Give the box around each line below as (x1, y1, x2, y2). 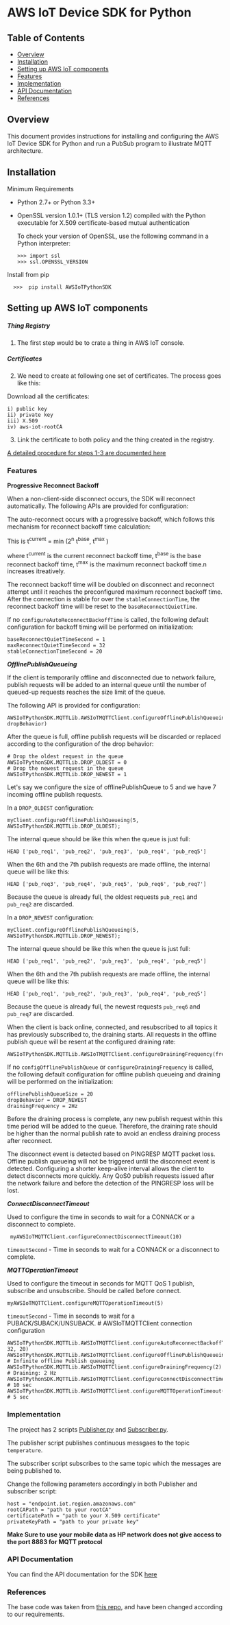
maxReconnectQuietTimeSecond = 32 (7, 642, 106, 649)
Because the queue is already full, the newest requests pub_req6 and (7, 1002, 201, 1011)
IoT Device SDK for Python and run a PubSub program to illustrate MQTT (7, 139, 212, 147)
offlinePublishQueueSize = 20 (7, 1091, 94, 1098)
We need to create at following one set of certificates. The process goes (16, 372, 222, 380)
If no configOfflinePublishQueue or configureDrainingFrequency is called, (7, 1063, 214, 1071)
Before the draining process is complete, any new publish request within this (7, 1115, 223, 1123)
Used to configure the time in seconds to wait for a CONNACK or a (7, 1213, 195, 1221)
